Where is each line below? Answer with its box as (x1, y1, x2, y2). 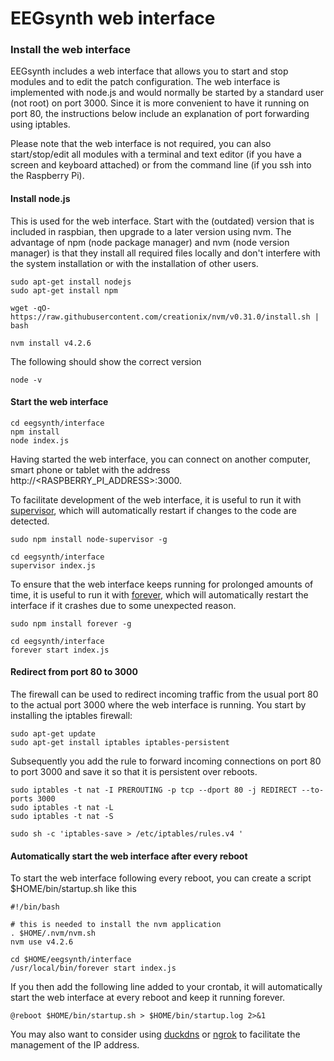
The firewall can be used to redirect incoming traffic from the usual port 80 (10, 688, 319, 701)
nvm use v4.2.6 (10, 937, 74, 947)
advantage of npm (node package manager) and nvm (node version (10, 236, 290, 248)
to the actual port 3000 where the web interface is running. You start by (10, 699, 307, 711)
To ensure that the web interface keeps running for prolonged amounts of (10, 578, 314, 590)
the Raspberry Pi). (10, 170, 85, 182)
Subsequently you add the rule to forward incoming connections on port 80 (10, 755, 322, 767)
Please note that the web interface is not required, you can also (10, 138, 272, 150)
